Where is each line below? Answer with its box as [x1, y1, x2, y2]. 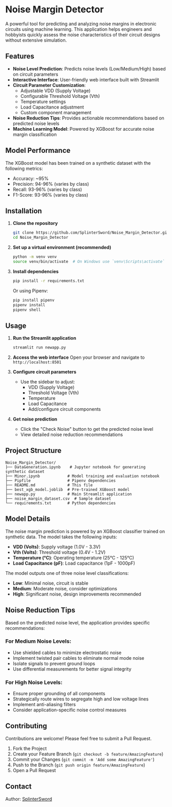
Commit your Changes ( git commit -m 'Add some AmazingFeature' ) [12, 756, 155, 762]
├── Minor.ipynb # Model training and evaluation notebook [5, 473, 160, 479]
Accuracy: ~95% [12, 175, 49, 181]
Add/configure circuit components [28, 406, 101, 412]
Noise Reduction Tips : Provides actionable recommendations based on [12, 115, 164, 121]
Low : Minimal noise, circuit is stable [12, 580, 89, 586]
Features [5, 52, 34, 61]
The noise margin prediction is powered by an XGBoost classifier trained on [5, 528, 165, 534]
